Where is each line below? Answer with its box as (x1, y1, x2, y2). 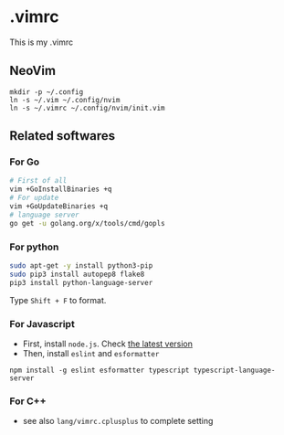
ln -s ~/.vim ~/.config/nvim (9, 95, 121, 104)
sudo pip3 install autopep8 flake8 (9, 270, 145, 279)
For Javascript (9, 317, 75, 330)
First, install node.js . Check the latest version (22, 338, 194, 349)
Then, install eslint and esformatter (22, 347, 160, 358)
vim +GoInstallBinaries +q (9, 185, 112, 194)
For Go (9, 155, 40, 168)
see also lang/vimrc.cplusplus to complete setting (22, 416, 214, 427)
